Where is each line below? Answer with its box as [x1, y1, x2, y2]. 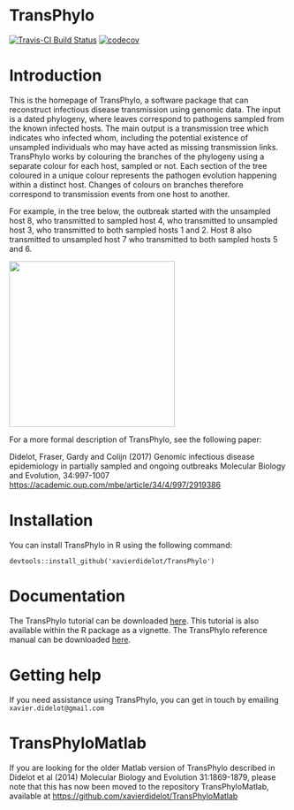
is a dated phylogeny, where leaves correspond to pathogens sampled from [9, 113, 285, 124]
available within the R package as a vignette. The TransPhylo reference [9, 624, 268, 635]
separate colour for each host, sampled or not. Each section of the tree [9, 160, 268, 171]
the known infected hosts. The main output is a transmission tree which [9, 123, 269, 134]
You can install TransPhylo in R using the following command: [9, 539, 232, 550]
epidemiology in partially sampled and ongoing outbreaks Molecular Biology [9, 461, 286, 471]
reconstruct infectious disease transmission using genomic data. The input [9, 103, 281, 115]
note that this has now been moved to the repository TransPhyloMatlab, [9, 781, 269, 791]
